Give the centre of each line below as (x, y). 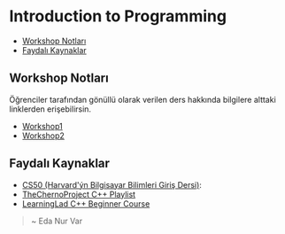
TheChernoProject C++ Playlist (78, 194)
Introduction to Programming (118, 16)
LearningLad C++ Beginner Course (86, 203)
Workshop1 (42, 126)
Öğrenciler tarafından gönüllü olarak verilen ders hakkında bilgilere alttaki (142, 99)
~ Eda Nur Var (56, 221)
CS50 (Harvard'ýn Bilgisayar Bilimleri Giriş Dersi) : (112, 184)
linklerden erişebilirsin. (50, 109)
